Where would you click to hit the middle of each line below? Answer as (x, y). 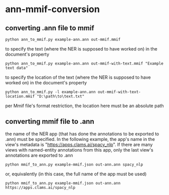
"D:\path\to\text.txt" (61, 96)
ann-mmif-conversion (52, 9)
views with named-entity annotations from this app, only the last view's (79, 150)
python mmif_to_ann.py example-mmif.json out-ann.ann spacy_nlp (74, 164)
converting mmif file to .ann (50, 121)
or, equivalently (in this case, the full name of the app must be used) (76, 174)
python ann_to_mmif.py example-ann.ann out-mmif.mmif (63, 39)
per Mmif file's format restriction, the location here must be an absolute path (84, 106)
